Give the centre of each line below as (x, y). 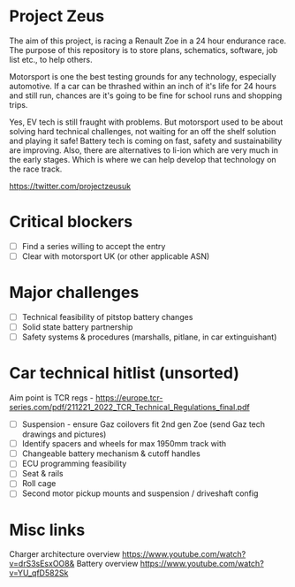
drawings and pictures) (64, 434)
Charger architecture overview (65, 554)
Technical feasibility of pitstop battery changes (107, 316)
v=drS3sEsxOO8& (42, 564)
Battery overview (107, 564)
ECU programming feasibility (74, 464)
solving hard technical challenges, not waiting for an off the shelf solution (143, 131)
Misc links (47, 530)
